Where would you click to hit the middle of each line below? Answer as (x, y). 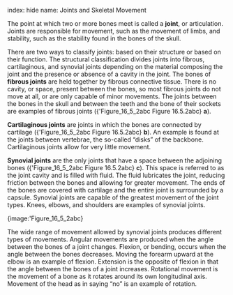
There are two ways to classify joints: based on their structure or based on (114, 52)
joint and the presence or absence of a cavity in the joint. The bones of (109, 74)
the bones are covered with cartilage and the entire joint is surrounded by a (115, 190)
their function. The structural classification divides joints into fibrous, (106, 59)
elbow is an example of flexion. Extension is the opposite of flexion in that (113, 262)
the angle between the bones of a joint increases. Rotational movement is (113, 269)
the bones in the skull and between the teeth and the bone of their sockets (114, 104)
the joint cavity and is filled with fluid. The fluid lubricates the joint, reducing (116, 175)
